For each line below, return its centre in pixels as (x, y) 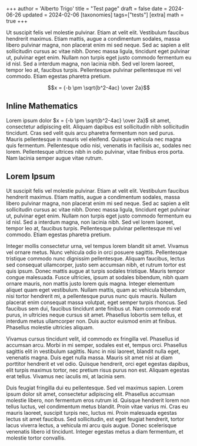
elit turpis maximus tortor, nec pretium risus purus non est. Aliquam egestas (98, 370)
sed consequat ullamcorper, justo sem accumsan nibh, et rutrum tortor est (96, 265)
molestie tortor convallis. (36, 438)
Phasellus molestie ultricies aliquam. (50, 327)
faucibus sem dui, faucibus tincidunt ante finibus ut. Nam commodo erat (94, 308)
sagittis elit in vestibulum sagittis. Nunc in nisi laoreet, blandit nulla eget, (93, 351)
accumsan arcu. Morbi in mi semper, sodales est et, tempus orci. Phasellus (97, 345)
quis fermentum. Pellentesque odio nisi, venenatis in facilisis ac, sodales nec (99, 145)
